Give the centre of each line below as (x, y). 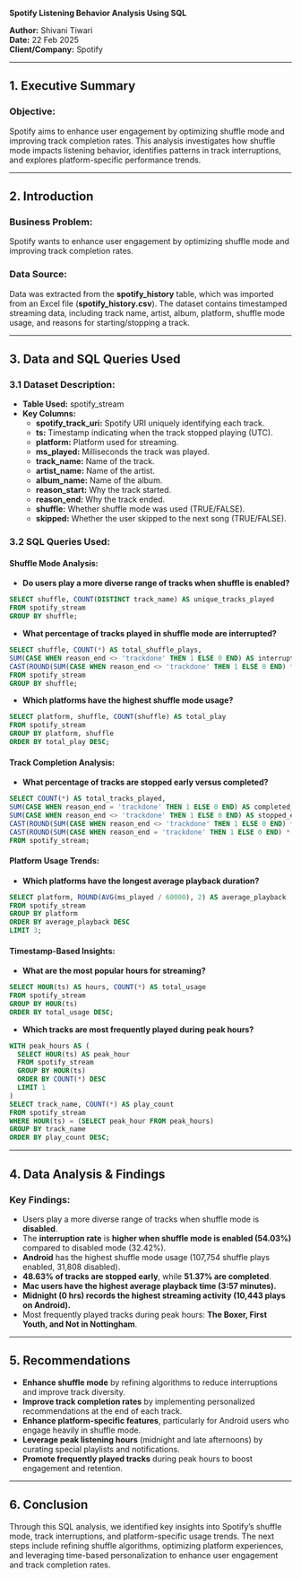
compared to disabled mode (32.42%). (94, 1248)
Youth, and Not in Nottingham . (80, 1324)
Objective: (32, 111)
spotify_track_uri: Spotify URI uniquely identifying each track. (150, 423)
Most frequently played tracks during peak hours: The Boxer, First (144, 1314)
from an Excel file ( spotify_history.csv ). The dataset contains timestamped (148, 303)
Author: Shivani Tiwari (51, 30)
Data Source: (38, 275)
